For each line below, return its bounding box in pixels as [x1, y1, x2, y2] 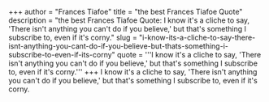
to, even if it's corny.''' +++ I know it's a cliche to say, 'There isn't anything [8, 67, 258, 76]
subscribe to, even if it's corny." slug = [8, 32, 138, 42]
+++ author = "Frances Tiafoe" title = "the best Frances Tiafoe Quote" [8, 7, 243, 16]
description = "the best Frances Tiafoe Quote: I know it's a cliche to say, [8, 15, 250, 25]
